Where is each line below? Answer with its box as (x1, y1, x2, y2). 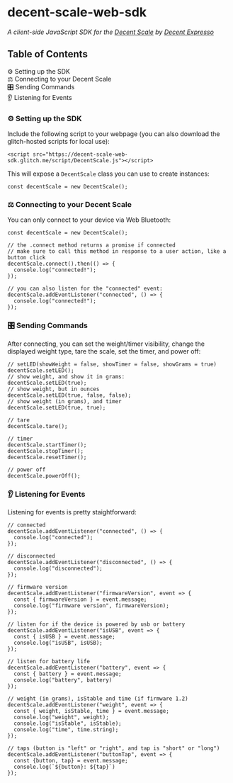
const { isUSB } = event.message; (13, 633, 115, 640)
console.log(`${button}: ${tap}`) (13, 763, 115, 770)
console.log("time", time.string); (13, 726, 119, 733)
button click (7, 254, 46, 261)
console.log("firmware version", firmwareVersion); (13, 602, 170, 609)
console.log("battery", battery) (13, 676, 113, 684)
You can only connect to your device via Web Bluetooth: (7, 215, 171, 224)
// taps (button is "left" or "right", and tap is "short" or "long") (7, 745, 220, 752)
